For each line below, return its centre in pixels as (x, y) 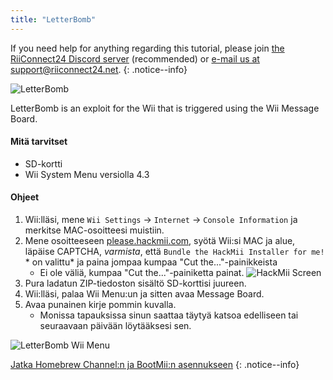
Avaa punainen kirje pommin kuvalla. (100, 305)
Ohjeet (25, 197)
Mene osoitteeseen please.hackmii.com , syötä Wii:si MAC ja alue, (160, 241)
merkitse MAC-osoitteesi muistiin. (94, 230)
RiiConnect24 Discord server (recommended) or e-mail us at (135, 58)
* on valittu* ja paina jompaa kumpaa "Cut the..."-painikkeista (151, 262)
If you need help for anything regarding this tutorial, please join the (147, 48)
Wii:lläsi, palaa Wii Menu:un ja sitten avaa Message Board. (144, 294)
